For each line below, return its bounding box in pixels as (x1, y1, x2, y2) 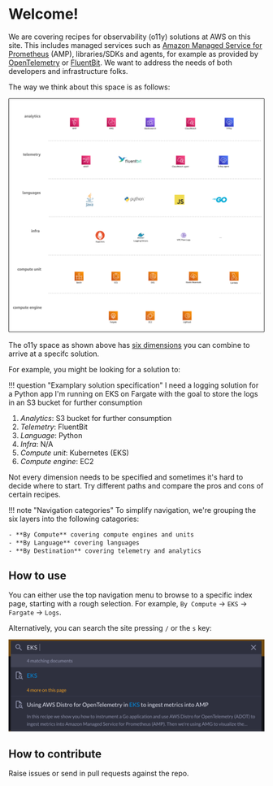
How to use (8, 569, 67, 583)
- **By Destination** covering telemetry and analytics (8, 546, 201, 555)
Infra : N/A (19, 439, 54, 449)
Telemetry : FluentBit (19, 422, 88, 432)
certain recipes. (8, 489, 61, 499)
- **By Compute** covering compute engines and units (8, 530, 195, 539)
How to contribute (8, 747, 102, 761)
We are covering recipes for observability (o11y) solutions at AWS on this (8, 32, 251, 41)
